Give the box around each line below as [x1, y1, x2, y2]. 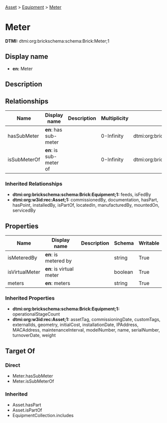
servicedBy [12, 207, 36, 213]
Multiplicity [101, 114, 129, 121]
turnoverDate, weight [12, 333, 56, 338]
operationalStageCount [12, 311, 60, 317]
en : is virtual [45, 265, 74, 272]
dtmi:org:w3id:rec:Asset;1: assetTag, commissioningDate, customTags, [12, 317, 161, 323]
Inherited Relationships [5, 180, 63, 187]
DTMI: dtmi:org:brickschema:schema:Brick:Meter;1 [5, 38, 110, 44]
